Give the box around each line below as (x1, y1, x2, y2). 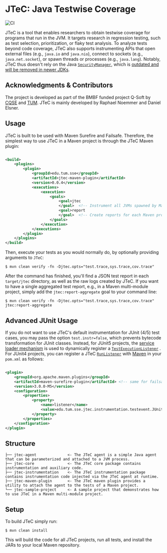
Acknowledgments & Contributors (5, 81, 113, 90)
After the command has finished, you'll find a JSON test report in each (5, 273, 149, 279)
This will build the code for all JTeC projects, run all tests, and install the (5, 537, 153, 543)
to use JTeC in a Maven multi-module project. (5, 492, 103, 497)
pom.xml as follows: (5, 356, 44, 362)
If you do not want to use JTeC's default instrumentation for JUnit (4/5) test (5, 330, 160, 335)
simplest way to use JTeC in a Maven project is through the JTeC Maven (5, 138, 154, 144)
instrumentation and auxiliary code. (5, 465, 83, 471)
